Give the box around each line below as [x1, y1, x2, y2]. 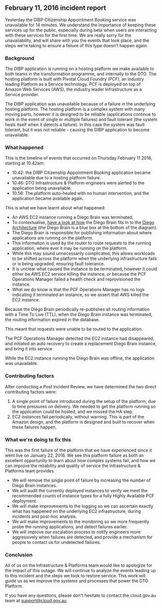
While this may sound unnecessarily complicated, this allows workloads [12, 250, 155, 257]
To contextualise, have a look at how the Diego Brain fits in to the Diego [12, 220, 155, 226]
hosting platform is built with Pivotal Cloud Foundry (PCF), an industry [5, 76, 144, 82]
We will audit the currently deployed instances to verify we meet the [12, 488, 148, 493]
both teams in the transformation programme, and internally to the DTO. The [5, 71, 157, 77]
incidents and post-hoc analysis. [12, 514, 77, 519]
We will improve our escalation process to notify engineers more [12, 529, 141, 535]
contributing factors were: [5, 389, 57, 395]
